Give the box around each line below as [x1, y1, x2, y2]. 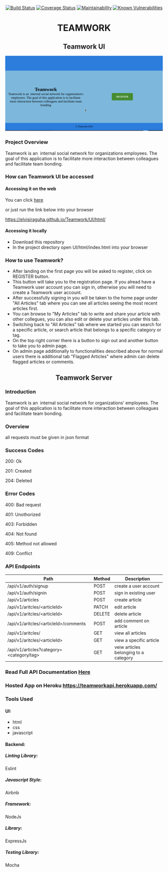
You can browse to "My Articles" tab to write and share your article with [12, 311, 160, 317]
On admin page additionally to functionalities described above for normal [12, 348, 163, 354]
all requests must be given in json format [5, 434, 89, 441]
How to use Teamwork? [5, 256, 63, 263]
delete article [114, 611, 141, 617]
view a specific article [114, 637, 159, 643]
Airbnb [5, 789, 19, 795]
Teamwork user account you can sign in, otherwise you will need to [12, 284, 151, 290]
